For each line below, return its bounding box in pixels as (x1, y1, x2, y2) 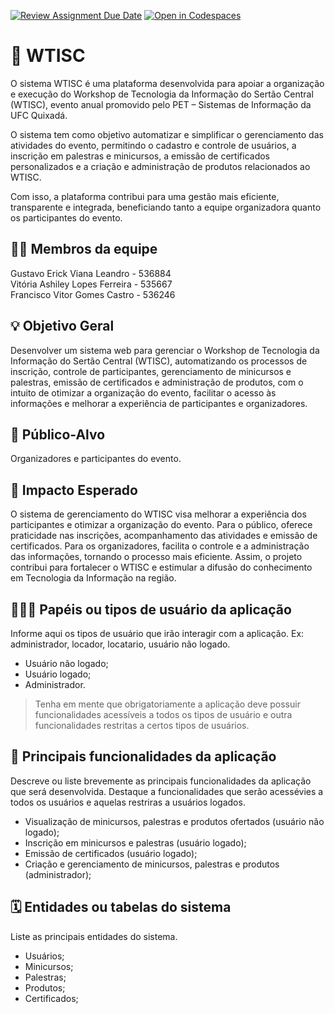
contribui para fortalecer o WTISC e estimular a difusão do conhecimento (10, 561, 313, 574)
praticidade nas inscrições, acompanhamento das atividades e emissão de (10, 530, 318, 542)
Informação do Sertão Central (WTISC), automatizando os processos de (10, 355, 308, 367)
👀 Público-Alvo (10, 426, 106, 443)
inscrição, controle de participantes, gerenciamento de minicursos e (10, 365, 292, 377)
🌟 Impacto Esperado (10, 481, 138, 499)
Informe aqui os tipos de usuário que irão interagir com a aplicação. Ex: (10, 628, 305, 639)
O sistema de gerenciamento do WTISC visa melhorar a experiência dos (10, 508, 307, 520)
